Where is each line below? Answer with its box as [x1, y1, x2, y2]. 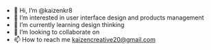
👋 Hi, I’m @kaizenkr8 [13, 7, 73, 14]
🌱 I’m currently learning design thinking [13, 21, 125, 28]
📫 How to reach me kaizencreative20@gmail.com [13, 36, 156, 43]
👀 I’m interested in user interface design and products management [13, 14, 204, 22]
